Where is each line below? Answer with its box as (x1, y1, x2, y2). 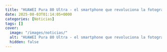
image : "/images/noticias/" (9, 30, 68, 35)
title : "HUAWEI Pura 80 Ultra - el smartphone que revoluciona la (5, 7, 146, 12)
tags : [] (5, 21, 23, 26)
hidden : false (9, 40, 39, 45)
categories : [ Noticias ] (5, 16, 55, 21)
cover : (5, 26, 19, 31)
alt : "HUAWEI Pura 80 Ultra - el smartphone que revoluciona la (9, 35, 146, 40)
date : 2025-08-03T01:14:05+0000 (5, 12, 72, 17)
